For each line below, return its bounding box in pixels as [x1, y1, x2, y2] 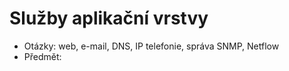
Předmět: [23, 50, 62, 62]
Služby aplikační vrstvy [9, 7, 209, 30]
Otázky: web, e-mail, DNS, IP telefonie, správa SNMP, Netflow [23, 40, 280, 52]
